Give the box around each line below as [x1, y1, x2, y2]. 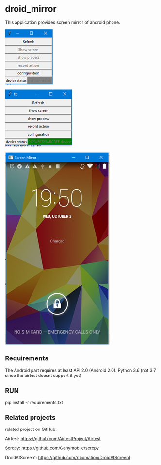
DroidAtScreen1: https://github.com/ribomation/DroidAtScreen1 [5, 455, 130, 461]
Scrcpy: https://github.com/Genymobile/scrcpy [5, 445, 99, 451]
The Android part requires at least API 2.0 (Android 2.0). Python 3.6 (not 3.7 [5, 367, 156, 373]
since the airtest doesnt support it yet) [5, 372, 81, 378]
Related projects [5, 413, 56, 422]
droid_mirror [5, 3, 57, 15]
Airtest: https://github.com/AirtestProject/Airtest [5, 436, 101, 442]
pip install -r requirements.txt [5, 399, 63, 405]
